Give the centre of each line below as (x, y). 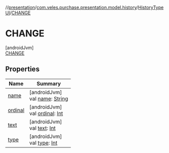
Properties (22, 69)
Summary (49, 83)
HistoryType (151, 7)
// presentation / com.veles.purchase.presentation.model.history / (72, 7)
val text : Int (43, 128)
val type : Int (43, 143)
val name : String (49, 98)
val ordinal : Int (46, 113)
